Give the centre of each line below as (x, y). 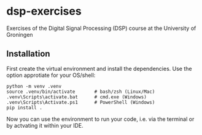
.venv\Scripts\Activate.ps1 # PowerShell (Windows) (81, 102)
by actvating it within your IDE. (45, 125)
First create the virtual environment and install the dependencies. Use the (99, 68)
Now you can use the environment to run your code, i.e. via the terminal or (100, 119)
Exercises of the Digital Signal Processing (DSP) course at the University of (101, 28)
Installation (28, 54)
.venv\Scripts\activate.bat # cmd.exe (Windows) (77, 97)
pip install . (25, 108)
